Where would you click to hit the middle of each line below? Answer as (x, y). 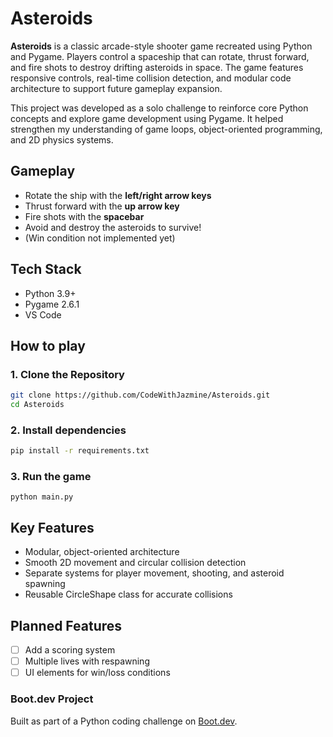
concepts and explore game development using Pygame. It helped (147, 118)
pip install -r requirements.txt (80, 451)
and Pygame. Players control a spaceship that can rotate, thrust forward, (160, 56)
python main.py (42, 497)
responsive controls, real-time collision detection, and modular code (151, 78)
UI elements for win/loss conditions (97, 673)
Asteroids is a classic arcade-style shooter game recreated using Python (161, 46)
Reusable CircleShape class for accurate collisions (128, 594)
